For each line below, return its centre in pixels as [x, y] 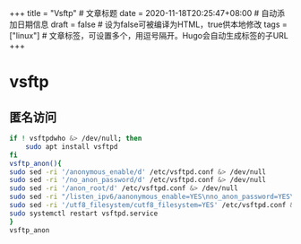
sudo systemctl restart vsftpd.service [84, 213]
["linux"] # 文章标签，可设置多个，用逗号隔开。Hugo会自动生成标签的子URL [149, 35]
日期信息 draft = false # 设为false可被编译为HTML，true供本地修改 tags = [152, 24]
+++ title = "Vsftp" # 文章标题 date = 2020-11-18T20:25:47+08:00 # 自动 [143, 13]
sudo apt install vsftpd [72, 146]
